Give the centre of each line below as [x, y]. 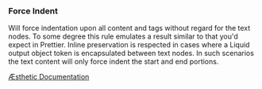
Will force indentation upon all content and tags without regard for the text [129, 28]
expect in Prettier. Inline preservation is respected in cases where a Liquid [129, 45]
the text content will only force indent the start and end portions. [114, 61]
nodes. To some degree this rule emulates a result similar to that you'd [123, 36]
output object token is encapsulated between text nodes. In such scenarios [131, 54]
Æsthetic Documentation [49, 77]
